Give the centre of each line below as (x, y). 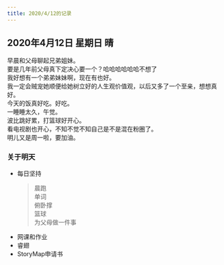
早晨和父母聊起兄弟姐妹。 (43, 61)
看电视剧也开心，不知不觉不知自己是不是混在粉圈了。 (82, 129)
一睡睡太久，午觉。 (34, 112)
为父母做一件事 (55, 222)
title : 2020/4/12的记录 (39, 13)
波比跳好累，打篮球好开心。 (46, 121)
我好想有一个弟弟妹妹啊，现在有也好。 (61, 78)
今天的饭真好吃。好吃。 (40, 103)
